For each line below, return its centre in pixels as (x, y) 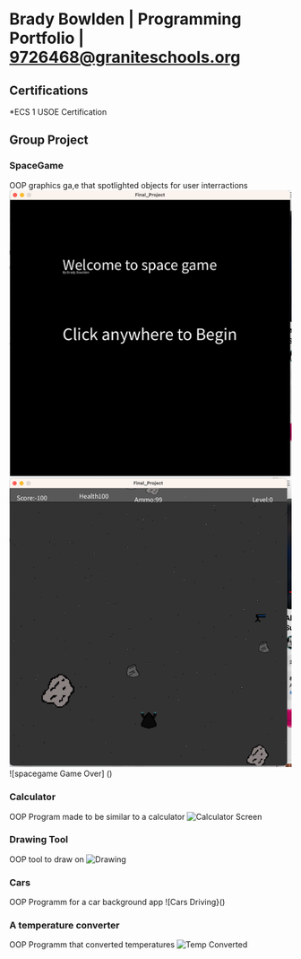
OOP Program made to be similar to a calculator (97, 816)
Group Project (49, 140)
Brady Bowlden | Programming (125, 19)
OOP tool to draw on (47, 859)
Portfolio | (47, 38)
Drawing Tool (39, 840)
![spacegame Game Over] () (61, 774)
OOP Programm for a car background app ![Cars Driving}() (117, 902)
